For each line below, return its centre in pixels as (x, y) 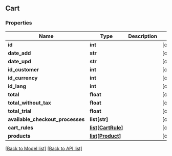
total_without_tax (29, 102)
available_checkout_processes (46, 119)
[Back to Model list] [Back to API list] (44, 148)
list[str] (99, 119)
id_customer (24, 69)
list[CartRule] (106, 127)
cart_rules (21, 127)
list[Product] (105, 136)
